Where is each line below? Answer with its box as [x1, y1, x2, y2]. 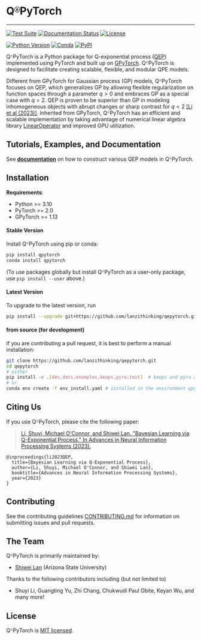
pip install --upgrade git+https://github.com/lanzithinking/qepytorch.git [6, 313, 199, 319]
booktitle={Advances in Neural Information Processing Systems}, [11, 469, 178, 475]
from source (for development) [6, 326, 85, 334]
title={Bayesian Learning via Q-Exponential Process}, [11, 459, 151, 465]
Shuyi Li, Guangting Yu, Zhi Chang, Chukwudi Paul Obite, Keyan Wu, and [14, 587, 194, 594]
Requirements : [6, 189, 44, 196]
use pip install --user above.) [6, 274, 86, 282]
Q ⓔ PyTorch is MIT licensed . [6, 627, 74, 634]
